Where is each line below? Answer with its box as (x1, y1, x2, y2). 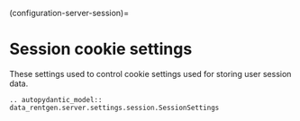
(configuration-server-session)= (9, 8, 129, 18)
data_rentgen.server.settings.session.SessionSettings (9, 103, 220, 112)
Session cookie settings (9, 39, 193, 59)
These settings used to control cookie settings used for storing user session (9, 68, 292, 79)
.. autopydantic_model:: (9, 95, 103, 104)
